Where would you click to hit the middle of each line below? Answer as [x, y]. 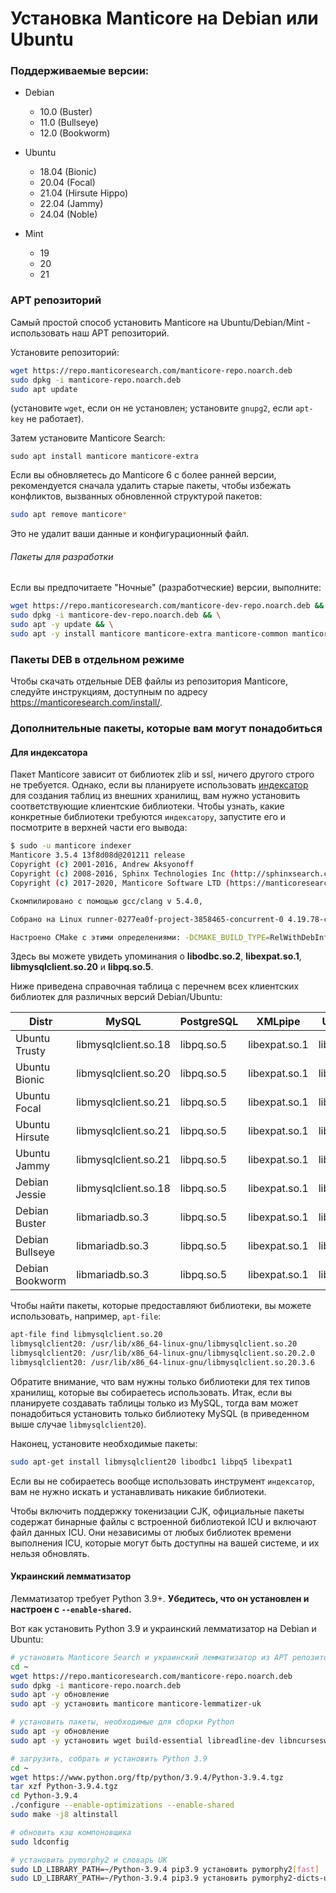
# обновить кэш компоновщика [71, 1832]
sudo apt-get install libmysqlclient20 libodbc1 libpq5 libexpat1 [151, 1462]
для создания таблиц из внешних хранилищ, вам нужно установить [155, 796]
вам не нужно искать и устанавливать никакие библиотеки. [138, 1491]
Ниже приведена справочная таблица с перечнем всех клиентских [155, 986]
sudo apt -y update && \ [62, 625]
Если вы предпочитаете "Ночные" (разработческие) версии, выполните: [166, 588]
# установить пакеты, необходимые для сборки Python [122, 1722]
